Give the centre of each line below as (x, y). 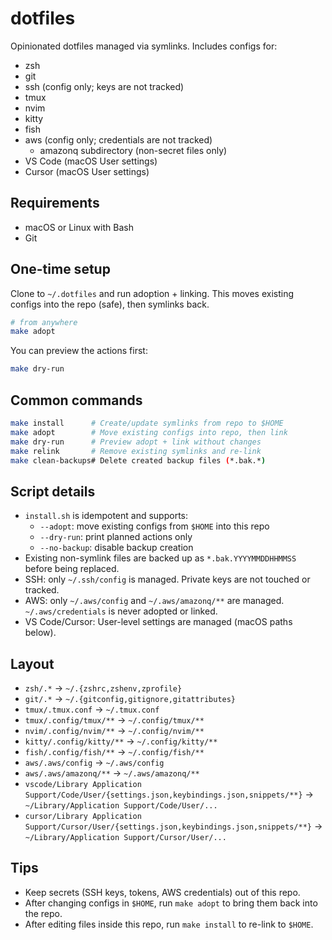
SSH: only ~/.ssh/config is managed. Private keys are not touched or (167, 579)
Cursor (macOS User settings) (87, 171)
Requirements (55, 203)
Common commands (76, 400)
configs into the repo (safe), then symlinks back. (110, 304)
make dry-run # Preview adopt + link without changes (136, 442)
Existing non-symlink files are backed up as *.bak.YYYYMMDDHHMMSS (160, 558)
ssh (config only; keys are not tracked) (104, 86)
